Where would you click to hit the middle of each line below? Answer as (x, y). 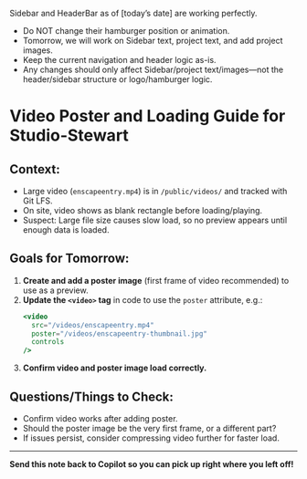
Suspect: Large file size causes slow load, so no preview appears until (155, 220)
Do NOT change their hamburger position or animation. (126, 31)
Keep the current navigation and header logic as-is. (119, 60)
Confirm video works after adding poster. (100, 418)
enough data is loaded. (66, 230)
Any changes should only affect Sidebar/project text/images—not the (153, 69)
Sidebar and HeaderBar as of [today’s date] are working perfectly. (133, 13)
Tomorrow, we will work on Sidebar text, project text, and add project (153, 41)
